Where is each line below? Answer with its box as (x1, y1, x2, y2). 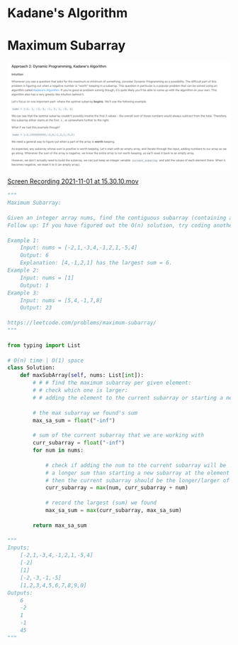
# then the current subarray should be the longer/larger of (45, 476, 230, 484)
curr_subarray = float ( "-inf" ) (33, 439, 125, 447)
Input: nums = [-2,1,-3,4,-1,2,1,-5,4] (20, 244, 138, 252)
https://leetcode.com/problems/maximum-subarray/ (7, 319, 157, 326)
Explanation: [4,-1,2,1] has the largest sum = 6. (20, 260, 173, 267)
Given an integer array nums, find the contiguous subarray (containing (7, 214, 227, 221)
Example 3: (7, 289, 40, 297)
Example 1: (7, 237, 40, 244)
